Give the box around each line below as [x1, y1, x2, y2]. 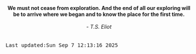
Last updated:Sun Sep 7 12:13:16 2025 [5, 42, 118, 48]
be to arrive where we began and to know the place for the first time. [13, 11, 185, 18]
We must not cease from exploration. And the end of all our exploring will [7, 5, 191, 11]
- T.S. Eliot [86, 23, 112, 30]
